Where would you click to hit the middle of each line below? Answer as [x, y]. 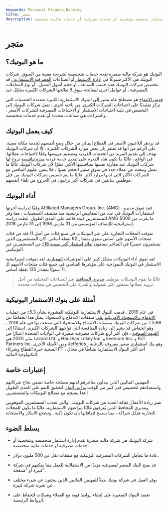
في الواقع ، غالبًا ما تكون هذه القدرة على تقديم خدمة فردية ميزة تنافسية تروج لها [79, 159]
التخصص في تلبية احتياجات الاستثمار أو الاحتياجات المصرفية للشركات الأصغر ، [77, 110]
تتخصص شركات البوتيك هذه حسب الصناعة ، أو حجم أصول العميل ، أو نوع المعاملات [82, 85]
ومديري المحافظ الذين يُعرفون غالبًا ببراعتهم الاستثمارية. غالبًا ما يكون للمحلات [77, 407]
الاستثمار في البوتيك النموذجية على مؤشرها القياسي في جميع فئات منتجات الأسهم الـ [83, 264]
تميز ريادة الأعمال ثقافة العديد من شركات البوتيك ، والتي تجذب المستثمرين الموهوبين [84, 402]
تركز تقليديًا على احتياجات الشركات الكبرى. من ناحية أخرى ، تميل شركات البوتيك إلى [83, 105]
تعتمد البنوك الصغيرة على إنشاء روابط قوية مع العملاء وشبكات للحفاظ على [81, 495]
